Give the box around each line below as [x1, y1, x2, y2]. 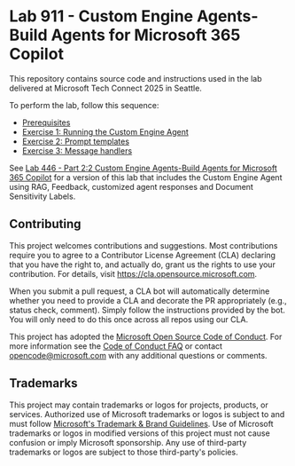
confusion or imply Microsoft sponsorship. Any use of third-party [9, 437, 247, 447]
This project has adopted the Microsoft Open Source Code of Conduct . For [9, 331, 283, 342]
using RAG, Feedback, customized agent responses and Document [9, 181, 254, 192]
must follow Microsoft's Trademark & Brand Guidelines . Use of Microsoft [9, 418, 274, 429]
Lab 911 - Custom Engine [9, 6, 194, 27]
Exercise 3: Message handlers [21, 145, 133, 156]
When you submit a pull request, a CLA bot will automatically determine [9, 286, 270, 296]
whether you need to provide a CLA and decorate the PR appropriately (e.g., [9, 295, 288, 305]
